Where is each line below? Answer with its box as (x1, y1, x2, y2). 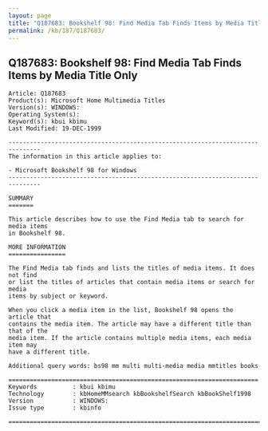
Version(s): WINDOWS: (8, 104, 81, 112)
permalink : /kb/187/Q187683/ (8, 26, 105, 34)
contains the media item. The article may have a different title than (8, 320, 251, 328)
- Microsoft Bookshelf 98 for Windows (8, 167, 137, 175)
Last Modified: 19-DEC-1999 (8, 125, 102, 132)
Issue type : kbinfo (8, 404, 102, 412)
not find (8, 271, 37, 279)
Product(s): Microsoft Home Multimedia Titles (8, 97, 166, 105)
